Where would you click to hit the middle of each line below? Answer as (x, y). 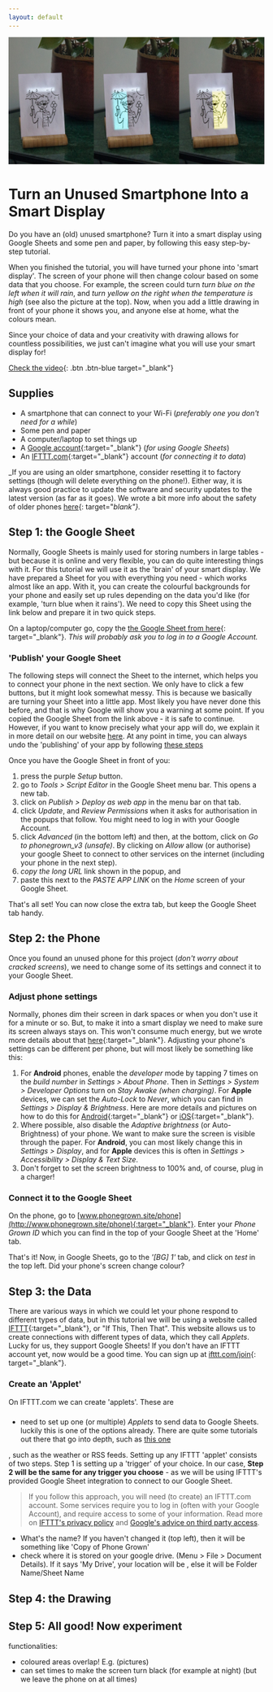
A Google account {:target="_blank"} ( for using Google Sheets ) (125, 447)
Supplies (31, 393)
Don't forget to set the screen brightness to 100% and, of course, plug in (142, 1168)
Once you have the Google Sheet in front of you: (89, 760)
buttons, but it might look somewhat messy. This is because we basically (130, 693)
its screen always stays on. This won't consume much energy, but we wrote (135, 1031)
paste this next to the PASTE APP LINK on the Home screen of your (132, 880)
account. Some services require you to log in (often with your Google (144, 1506)
